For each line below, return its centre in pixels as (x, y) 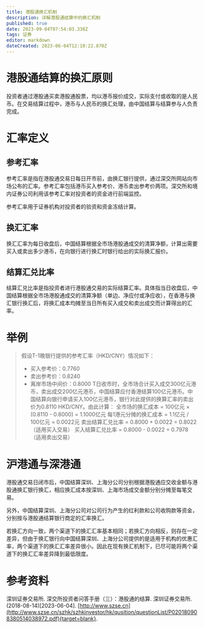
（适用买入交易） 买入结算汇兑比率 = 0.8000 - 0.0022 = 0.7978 (109, 430)
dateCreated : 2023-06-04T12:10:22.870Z (57, 46)
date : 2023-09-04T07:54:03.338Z (47, 29)
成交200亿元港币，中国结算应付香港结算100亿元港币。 (120, 391)
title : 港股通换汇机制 (32, 12)
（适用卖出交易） (52, 437)
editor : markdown (28, 40)
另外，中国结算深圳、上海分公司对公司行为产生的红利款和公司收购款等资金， (102, 510)
